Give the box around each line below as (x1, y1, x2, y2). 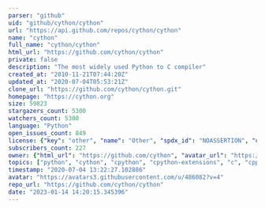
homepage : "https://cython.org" (8, 93, 114, 100)
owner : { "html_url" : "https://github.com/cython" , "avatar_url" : (8, 151, 227, 159)
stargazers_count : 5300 (8, 108, 87, 115)
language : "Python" (8, 122, 73, 130)
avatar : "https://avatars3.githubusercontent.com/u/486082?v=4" (8, 173, 224, 182)
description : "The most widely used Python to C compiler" (8, 63, 207, 71)
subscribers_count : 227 (8, 144, 87, 152)
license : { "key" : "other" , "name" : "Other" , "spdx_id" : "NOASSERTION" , (8, 136, 249, 145)
